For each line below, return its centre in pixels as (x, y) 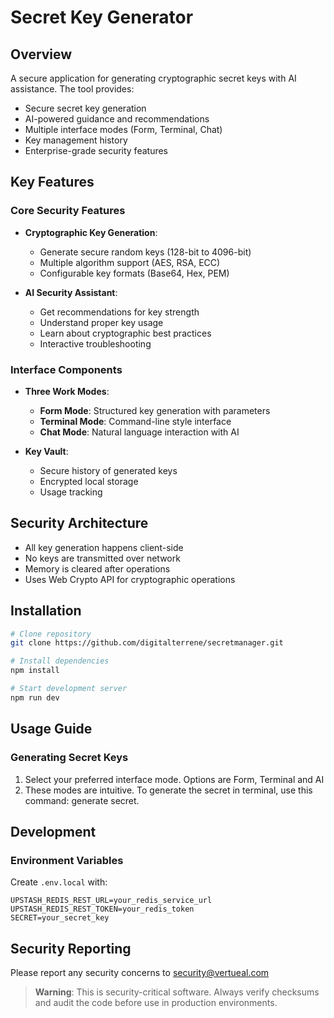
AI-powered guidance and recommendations (117, 119)
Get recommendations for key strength (119, 312)
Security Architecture (79, 523)
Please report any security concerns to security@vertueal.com (140, 973)
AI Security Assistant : (71, 292)
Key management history (76, 140)
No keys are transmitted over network (102, 558)
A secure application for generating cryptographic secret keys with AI (153, 78)
